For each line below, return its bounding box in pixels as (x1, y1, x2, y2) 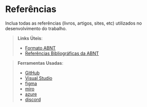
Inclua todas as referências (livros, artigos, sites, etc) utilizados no (5, 20, 142, 26)
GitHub (25, 69, 40, 76)
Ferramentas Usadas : (17, 60, 64, 66)
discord (25, 96, 41, 102)
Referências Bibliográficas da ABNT (25, 50, 99, 56)
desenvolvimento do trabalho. (5, 25, 67, 31)
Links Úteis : (17, 35, 43, 41)
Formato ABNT (25, 45, 56, 51)
